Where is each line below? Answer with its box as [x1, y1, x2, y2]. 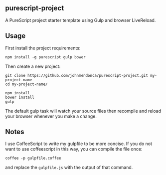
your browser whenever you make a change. [5, 113, 97, 119]
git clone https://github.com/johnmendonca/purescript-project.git [5, 73, 149, 78]
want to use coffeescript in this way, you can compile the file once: [5, 146, 143, 152]
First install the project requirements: [5, 45, 81, 51]
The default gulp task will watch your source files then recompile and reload [5, 108, 162, 114]
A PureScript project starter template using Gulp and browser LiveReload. [5, 17, 156, 23]
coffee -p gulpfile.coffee [5, 156, 61, 161]
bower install [5, 95, 35, 100]
